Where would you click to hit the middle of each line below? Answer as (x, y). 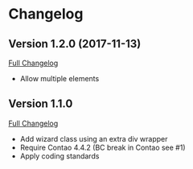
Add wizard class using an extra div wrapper (94, 138)
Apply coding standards (60, 156)
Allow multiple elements (60, 78)
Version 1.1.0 (41, 104)
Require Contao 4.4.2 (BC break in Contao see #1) (103, 147)
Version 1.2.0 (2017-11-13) (75, 44)
